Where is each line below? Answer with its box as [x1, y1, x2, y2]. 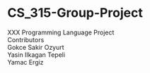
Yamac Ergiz [7, 58, 44, 66]
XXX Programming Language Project [7, 28, 115, 36]
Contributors [7, 35, 45, 44]
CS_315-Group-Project [7, 5, 143, 21]
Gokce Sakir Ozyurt [7, 43, 65, 51]
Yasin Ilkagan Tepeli [7, 51, 66, 59]
